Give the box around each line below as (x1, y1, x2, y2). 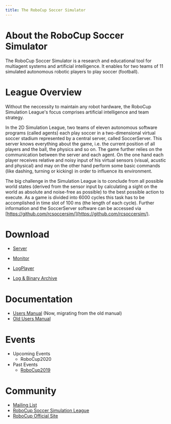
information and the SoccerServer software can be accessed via (5, 205, 142, 211)
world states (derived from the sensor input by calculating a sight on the (5, 183, 158, 189)
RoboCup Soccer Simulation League (12, 408, 90, 414)
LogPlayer (12, 265, 34, 272)
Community (5, 385, 57, 397)
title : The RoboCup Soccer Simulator (5, 7, 86, 13)
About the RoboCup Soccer (5, 29, 124, 41)
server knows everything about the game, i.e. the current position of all (5, 141, 155, 147)
